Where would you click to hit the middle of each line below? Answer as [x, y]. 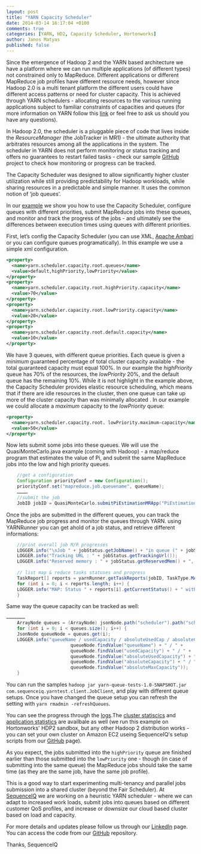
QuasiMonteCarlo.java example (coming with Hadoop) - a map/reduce [93, 452]
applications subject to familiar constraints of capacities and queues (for [95, 107]
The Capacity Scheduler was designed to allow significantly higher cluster [98, 175]
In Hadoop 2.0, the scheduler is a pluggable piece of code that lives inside [98, 131]
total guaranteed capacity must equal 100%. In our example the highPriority [99, 368]
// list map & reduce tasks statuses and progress [81, 573]
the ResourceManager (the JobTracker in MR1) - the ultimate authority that [98, 137]
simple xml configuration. [37, 249]
